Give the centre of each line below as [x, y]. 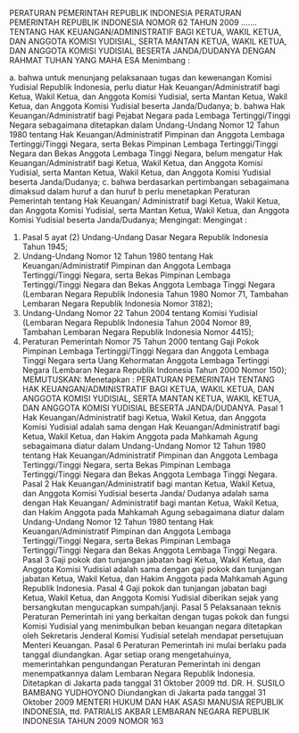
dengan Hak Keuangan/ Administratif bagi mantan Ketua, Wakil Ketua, [150, 503]
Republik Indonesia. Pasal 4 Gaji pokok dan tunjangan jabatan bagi [145, 588]
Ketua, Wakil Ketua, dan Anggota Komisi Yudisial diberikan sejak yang [150, 598]
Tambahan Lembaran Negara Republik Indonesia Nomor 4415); [138, 332]
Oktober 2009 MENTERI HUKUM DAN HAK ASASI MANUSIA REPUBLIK [153, 702]
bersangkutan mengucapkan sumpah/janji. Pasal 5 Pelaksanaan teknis [151, 607]
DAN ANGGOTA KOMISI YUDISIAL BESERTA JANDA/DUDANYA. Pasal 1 [153, 408]
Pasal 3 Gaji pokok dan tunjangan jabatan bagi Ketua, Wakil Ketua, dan [152, 560]
